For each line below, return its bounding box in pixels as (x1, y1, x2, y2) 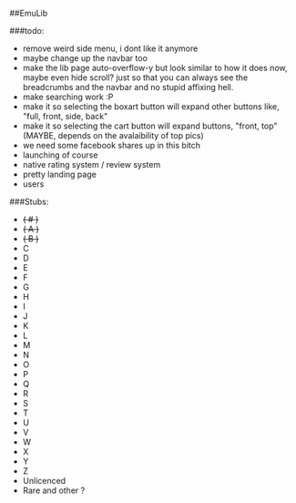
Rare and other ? (22, 485, 86, 496)
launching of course (22, 149, 98, 160)
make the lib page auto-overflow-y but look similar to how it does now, (22, 63, 288, 73)
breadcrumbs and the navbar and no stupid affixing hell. (22, 82, 234, 92)
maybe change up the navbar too (22, 53, 148, 63)
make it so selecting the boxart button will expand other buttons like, (22, 101, 280, 112)
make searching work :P (22, 91, 114, 102)
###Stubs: (9, 196, 49, 207)
